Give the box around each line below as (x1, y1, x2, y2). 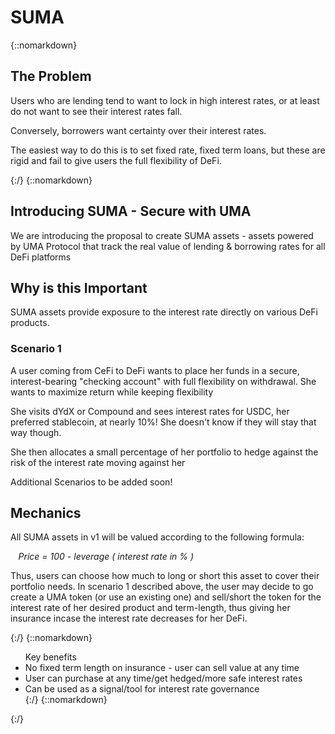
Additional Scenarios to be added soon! (10, 476, 173, 488)
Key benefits (24, 651, 77, 663)
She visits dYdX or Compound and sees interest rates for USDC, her (10, 405, 290, 417)
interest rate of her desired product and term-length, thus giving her (10, 602, 291, 614)
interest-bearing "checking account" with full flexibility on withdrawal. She (10, 375, 317, 387)
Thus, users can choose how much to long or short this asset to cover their (10, 570, 320, 582)
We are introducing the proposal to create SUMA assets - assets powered (10, 229, 314, 241)
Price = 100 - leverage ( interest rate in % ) (18, 551, 195, 563)
